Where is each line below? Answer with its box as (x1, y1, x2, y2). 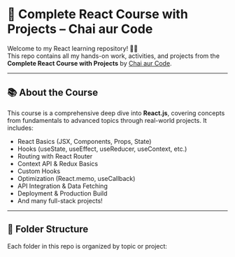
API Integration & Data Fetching (17, 182, 108, 190)
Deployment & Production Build (17, 189, 108, 198)
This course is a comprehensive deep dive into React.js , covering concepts (7, 108, 225, 117)
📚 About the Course (7, 87, 99, 98)
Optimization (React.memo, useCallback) (17, 174, 136, 182)
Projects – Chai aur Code (7, 21, 153, 37)
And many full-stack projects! (17, 196, 103, 205)
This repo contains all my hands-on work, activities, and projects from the (7, 52, 220, 60)
